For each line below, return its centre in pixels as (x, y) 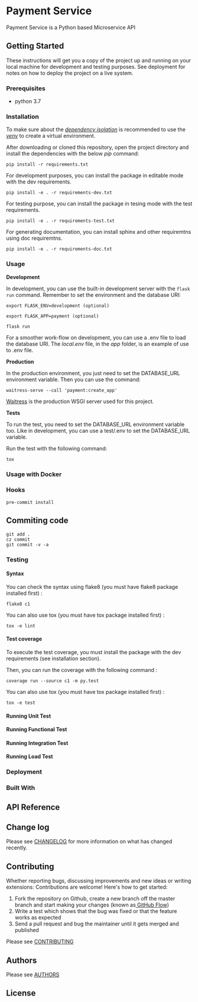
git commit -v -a (27, 544)
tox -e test (21, 703)
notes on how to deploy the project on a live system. (70, 73)
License (21, 993)
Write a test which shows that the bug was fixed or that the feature (96, 911)
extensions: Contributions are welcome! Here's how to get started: (87, 887)
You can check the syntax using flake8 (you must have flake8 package (92, 586)
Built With (21, 788)
